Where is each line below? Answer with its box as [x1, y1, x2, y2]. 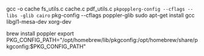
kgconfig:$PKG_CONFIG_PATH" [6, 43, 87, 50]
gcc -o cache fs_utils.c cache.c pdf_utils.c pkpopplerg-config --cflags [6, 5, 185, 12]
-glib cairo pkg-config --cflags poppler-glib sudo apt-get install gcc [20, 12, 195, 19]
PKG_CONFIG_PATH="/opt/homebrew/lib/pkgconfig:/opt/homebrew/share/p [6, 37, 199, 43]
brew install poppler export [6, 30, 75, 37]
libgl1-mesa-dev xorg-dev [6, 18, 71, 25]
